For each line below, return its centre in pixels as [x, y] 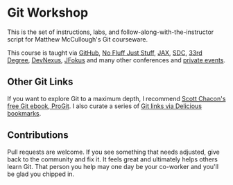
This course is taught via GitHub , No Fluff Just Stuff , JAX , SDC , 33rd [105, 53]
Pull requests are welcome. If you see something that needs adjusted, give [113, 152]
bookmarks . [24, 113]
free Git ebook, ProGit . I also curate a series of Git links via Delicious [105, 106]
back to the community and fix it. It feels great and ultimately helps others [113, 159]
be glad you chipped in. [41, 174]
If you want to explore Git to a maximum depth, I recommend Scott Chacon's [116, 98]
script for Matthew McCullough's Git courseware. [78, 39]
